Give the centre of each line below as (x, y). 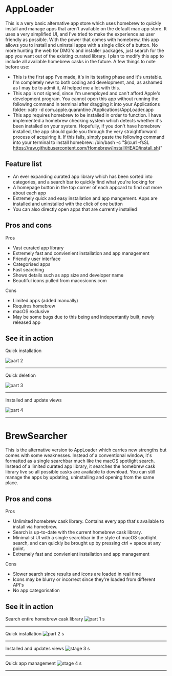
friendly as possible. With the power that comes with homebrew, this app (82, 40)
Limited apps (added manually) (45, 300)
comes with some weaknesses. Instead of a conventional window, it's (79, 455)
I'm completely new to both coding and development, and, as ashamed (88, 82)
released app (27, 322)
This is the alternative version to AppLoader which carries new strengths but (86, 450)
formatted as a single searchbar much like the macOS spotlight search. (80, 461)
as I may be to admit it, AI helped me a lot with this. (66, 87)
